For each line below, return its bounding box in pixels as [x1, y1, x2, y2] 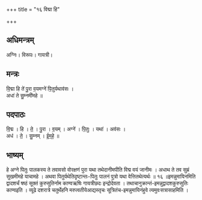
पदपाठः [6, 110, 26, 120]
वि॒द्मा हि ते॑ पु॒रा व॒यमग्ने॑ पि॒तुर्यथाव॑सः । [6, 85, 74, 92]
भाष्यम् [6, 150, 23, 160]
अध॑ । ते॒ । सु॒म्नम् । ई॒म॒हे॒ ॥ [6, 133, 60, 140]
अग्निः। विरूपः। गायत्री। [6, 51, 53, 58]
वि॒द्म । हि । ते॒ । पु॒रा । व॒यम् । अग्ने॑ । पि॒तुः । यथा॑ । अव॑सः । [6, 125, 126, 133]
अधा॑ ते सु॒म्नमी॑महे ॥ [6, 92, 43, 99]
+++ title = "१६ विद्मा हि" [6, 6, 60, 13]
